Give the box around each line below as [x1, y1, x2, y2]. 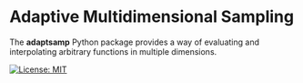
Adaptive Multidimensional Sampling [9, 6, 294, 27]
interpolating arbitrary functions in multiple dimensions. [9, 46, 217, 57]
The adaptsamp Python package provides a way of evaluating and [9, 36, 259, 47]
